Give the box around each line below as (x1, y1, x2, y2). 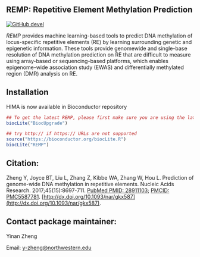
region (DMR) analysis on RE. (6, 70, 78, 77)
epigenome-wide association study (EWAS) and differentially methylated (6, 64, 185, 71)
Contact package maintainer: (6, 217, 117, 227)
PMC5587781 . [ (6, 193, 44, 200)
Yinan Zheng (6, 232, 37, 240)
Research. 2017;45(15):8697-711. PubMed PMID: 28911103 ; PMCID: (6, 187, 170, 194)
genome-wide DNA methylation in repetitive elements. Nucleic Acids (6, 180, 174, 187)
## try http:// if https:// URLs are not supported (6, 131, 137, 137)
